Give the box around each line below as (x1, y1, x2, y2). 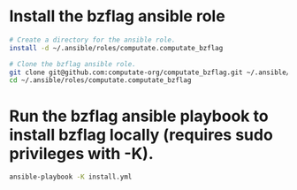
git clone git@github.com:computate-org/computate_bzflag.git (9, 68, 243, 77)
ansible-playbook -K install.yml (9, 172, 133, 182)
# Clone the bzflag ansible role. (9, 59, 137, 68)
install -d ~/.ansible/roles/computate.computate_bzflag (9, 43, 224, 52)
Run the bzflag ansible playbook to (9, 106, 269, 125)
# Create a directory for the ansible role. (9, 35, 176, 44)
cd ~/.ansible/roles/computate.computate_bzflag (9, 76, 192, 85)
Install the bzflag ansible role (9, 6, 225, 27)
